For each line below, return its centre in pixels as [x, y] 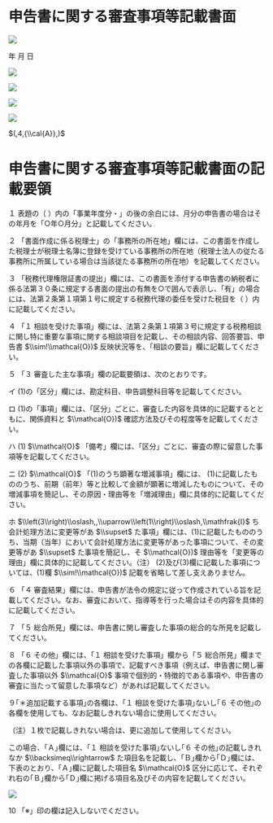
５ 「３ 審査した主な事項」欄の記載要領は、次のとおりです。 [110, 374]
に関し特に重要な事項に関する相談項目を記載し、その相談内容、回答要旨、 [133, 336]
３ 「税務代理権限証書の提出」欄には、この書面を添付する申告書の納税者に [134, 278]
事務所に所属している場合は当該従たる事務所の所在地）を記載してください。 [136, 260]
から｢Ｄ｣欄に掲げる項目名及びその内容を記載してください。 [150, 777]
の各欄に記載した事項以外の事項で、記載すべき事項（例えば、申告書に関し [133, 665]
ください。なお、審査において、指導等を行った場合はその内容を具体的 [147, 600]
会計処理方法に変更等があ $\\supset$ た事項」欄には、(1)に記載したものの [132, 532]
